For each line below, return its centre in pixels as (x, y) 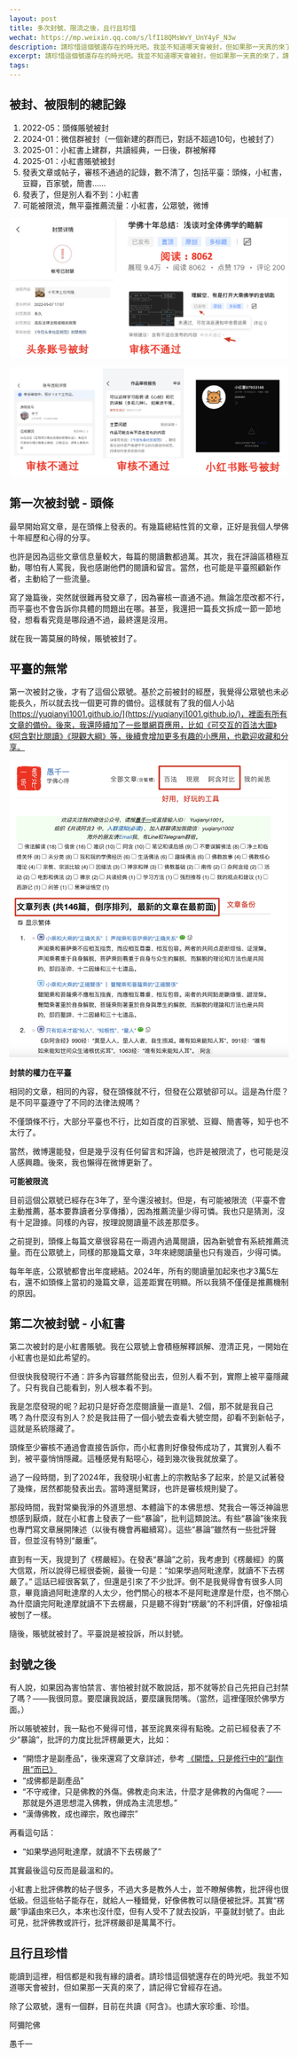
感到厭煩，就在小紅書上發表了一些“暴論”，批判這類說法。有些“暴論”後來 (148, 1519)
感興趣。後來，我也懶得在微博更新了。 (86, 1162)
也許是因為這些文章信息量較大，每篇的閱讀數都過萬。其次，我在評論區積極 (145, 556)
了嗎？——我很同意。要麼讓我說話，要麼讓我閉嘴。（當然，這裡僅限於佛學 (143, 1699)
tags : (19, 66)
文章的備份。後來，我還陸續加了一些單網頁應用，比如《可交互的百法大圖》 (143, 725)
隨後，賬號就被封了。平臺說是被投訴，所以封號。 (98, 1634)
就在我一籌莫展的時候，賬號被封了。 (75, 638)
